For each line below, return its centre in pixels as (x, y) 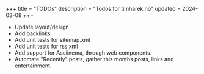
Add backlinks (32, 33)
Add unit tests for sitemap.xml (52, 40)
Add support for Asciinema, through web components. (83, 53)
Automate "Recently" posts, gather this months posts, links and (94, 59)
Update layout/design (42, 27)
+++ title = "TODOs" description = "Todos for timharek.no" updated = (93, 9)
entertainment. (33, 66)
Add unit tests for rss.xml (46, 46)
